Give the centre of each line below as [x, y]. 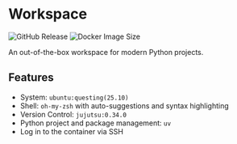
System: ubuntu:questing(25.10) [74, 97]
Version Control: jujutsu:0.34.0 [73, 114]
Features [31, 78]
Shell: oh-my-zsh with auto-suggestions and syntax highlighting [125, 105]
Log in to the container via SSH [71, 131]
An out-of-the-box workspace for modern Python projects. [106, 52]
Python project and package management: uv [96, 123]
